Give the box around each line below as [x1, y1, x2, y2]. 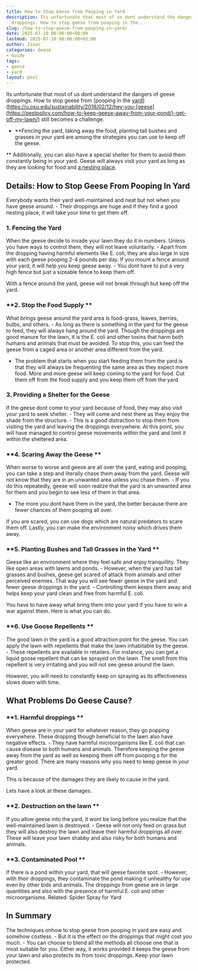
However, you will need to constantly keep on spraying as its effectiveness [6, 672, 187, 679]
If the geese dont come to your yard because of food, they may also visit [6, 404, 183, 411]
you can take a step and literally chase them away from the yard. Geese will [6, 470, 190, 477]
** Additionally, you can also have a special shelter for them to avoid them [6, 151, 186, 158]
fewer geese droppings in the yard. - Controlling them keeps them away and [6, 584, 192, 591]
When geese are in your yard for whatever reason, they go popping [6, 727, 170, 734]
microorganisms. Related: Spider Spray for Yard [6, 894, 122, 901]
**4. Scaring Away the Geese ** [6, 450, 101, 458]
